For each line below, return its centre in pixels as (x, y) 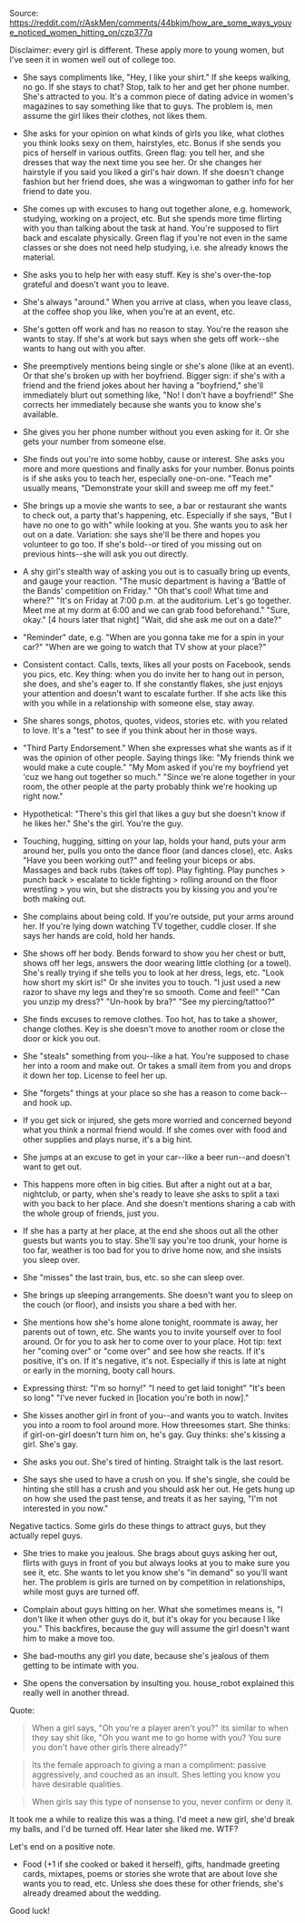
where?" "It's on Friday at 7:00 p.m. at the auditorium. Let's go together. (157, 600)
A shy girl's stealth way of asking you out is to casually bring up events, (156, 572)
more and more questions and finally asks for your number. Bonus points (158, 468)
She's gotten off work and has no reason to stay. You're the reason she (155, 329)
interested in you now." (65, 1508)
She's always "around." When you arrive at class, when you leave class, (157, 302)
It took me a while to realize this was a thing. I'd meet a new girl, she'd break (152, 1819)
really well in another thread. (76, 1693)
